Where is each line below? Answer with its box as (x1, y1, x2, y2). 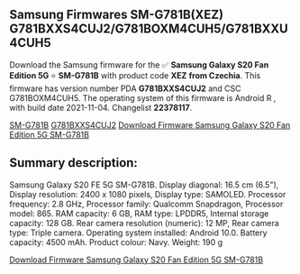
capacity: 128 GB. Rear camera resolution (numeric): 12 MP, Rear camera (9, 217, 279, 228)
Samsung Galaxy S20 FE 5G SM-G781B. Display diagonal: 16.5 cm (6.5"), (9, 179, 279, 190)
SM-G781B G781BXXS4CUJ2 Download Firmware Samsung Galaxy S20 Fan (9, 119, 291, 130)
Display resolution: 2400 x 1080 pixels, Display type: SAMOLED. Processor (9, 188, 286, 199)
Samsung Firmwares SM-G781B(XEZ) (9, 7, 223, 23)
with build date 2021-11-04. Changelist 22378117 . (9, 102, 193, 113)
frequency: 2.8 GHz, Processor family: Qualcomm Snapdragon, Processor (9, 198, 284, 209)
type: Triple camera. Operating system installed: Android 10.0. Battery (9, 227, 268, 238)
